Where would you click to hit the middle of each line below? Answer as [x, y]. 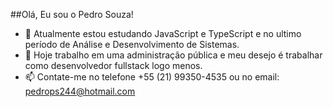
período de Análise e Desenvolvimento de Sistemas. [132, 44]
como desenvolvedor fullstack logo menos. [113, 65]
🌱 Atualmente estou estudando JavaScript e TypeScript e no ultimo [163, 33]
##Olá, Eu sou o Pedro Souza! [72, 14]
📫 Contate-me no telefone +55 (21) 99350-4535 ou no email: [152, 77]
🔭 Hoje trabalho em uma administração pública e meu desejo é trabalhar [173, 55]
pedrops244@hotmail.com [80, 91]
